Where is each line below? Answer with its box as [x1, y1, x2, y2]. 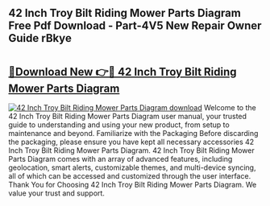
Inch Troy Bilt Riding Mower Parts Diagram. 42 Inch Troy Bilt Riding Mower [8, 146, 255, 155]
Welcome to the [204, 103, 256, 112]
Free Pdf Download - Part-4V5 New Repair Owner [8, 19, 262, 33]
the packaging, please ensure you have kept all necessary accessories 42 [8, 137, 255, 146]
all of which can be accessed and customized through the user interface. [8, 171, 251, 180]
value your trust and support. [8, 188, 105, 198]
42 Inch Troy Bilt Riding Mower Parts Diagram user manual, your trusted [8, 112, 247, 121]
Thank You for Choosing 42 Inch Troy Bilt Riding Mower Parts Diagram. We [8, 180, 257, 189]
